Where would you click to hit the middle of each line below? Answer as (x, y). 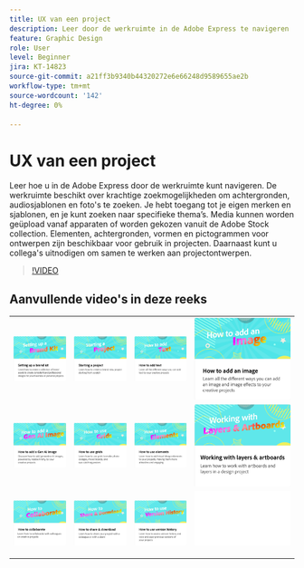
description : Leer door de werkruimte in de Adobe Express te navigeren (149, 29)
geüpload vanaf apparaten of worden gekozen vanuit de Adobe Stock (139, 224)
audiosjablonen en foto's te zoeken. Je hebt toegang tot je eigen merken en (150, 205)
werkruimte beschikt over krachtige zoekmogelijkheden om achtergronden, (150, 196)
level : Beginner (40, 58)
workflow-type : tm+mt (50, 86)
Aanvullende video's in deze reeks (109, 299)
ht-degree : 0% (36, 105)
